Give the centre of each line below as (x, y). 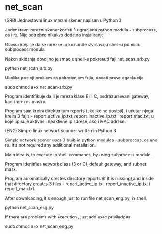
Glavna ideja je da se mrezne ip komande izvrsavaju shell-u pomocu (73, 44)
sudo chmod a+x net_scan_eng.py (39, 226)
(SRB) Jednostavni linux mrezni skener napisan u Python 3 (63, 20)
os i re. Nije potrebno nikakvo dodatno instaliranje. (55, 35)
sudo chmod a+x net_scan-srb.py (39, 87)
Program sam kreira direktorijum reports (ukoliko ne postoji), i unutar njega (79, 111)
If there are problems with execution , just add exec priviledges (68, 217)
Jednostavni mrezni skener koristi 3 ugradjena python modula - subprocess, (81, 30)
